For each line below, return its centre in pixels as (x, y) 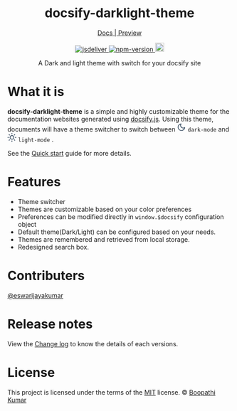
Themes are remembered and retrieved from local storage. (104, 239)
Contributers (46, 276)
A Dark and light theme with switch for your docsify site (120, 63)
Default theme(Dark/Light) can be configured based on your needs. (116, 232)
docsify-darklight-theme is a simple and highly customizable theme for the (118, 111)
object (27, 224)
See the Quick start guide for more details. (69, 153)
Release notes (50, 324)
